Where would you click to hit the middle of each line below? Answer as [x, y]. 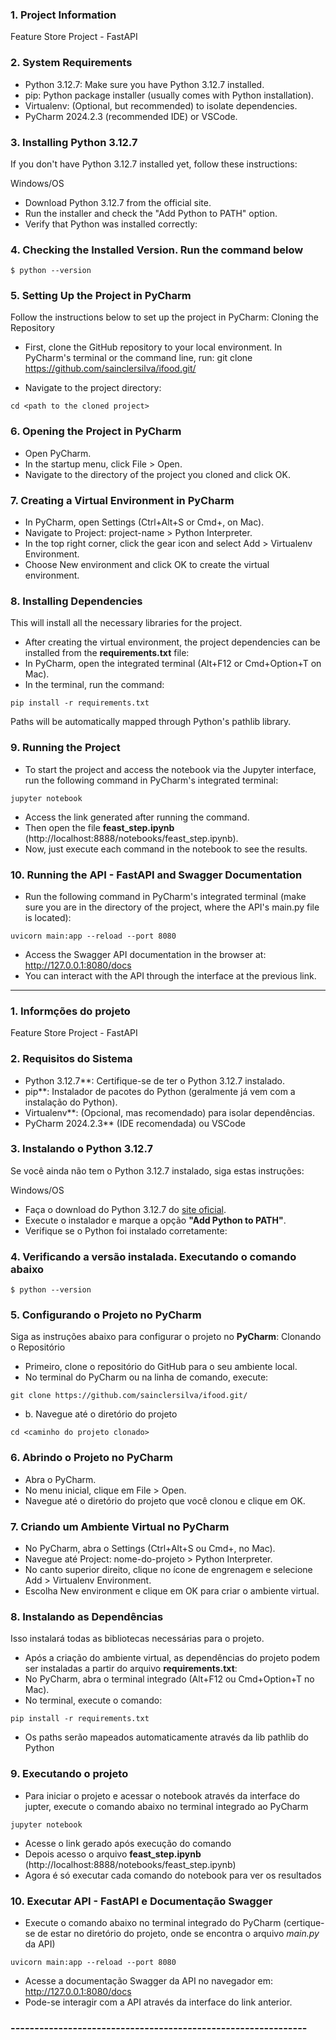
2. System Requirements [71, 63]
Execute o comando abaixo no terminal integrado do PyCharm [153, 1922]
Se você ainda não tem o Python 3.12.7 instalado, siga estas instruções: [157, 1170]
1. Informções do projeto [70, 1011]
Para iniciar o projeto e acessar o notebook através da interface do [162, 1795]
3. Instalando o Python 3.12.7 [81, 1149]
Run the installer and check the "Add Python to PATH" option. [151, 213]
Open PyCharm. [58, 453]
